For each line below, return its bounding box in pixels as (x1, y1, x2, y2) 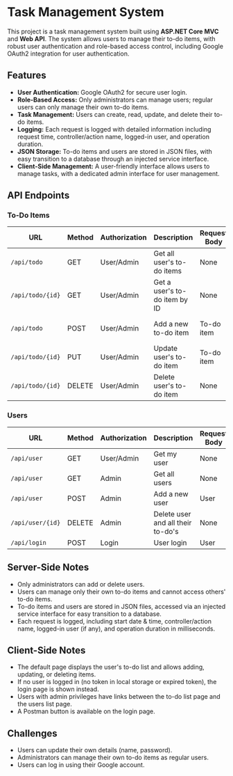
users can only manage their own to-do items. (17, 102, 149, 111)
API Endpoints (7, 189, 70, 202)
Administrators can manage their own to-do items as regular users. (17, 753, 209, 762)
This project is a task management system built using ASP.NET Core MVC (7, 27, 219, 35)
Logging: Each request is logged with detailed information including (17, 125, 212, 133)
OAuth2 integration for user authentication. (7, 49, 130, 58)
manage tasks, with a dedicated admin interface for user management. (17, 169, 220, 177)
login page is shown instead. (17, 685, 99, 693)
